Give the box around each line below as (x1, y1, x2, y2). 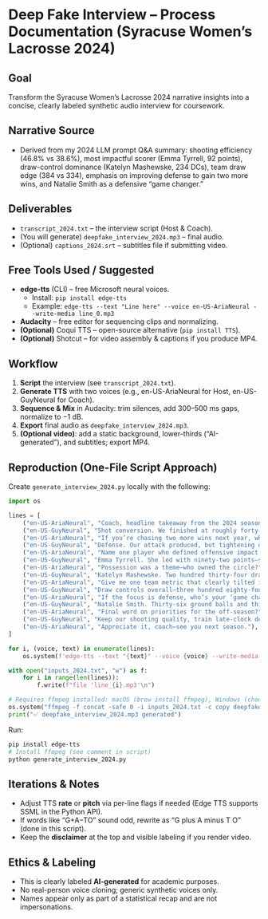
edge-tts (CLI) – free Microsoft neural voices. (19, 285, 170, 294)
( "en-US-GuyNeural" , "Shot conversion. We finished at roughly (22, 527, 238, 534)
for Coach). (57, 395, 95, 404)
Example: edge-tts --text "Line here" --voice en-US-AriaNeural (31, 302, 250, 311)
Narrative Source (8, 124, 96, 137)
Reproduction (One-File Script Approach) (8, 460, 218, 474)
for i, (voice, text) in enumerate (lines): (8, 645, 156, 653)
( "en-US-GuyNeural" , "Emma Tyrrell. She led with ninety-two (22, 556, 230, 564)
